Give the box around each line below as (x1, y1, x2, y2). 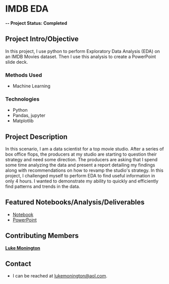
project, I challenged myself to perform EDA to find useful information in (5, 173, 155, 178)
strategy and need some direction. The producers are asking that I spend (5, 157, 158, 162)
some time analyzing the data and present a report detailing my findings (5, 162, 155, 168)
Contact (5, 260, 31, 268)
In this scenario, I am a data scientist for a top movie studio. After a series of (5, 146, 164, 152)
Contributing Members (5, 231, 79, 240)
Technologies (5, 96, 39, 103)
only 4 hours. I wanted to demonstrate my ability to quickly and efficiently (5, 178, 158, 184)
